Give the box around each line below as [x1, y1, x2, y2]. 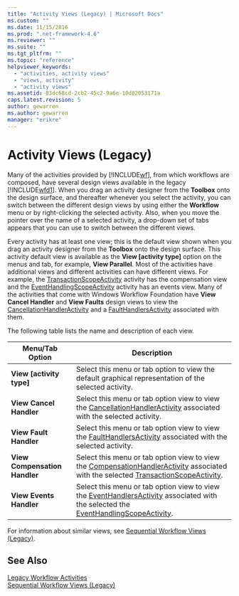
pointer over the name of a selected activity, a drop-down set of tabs [7, 215, 209, 224]
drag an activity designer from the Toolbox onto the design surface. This [7, 245, 221, 253]
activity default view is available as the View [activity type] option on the [7, 252, 222, 260]
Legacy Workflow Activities [7, 573, 87, 582]
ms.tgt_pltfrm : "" [7, 50, 62, 58]
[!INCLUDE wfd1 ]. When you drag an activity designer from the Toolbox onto [7, 186, 230, 194]
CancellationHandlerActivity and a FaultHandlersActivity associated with [7, 305, 219, 314]
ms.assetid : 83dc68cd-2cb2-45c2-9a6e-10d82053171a [7, 90, 161, 97]
